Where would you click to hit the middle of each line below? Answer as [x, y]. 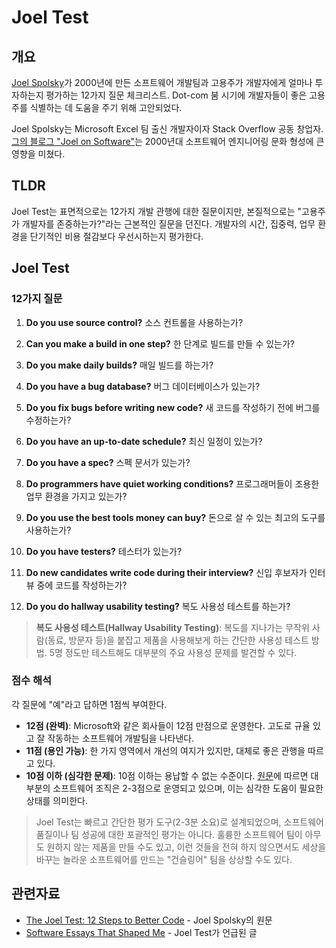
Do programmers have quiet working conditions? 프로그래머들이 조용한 [172, 483]
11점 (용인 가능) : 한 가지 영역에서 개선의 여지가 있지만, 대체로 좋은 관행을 [165, 750]
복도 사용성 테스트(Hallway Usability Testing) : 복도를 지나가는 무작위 [172, 627]
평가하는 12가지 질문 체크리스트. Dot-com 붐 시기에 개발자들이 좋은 [176, 95]
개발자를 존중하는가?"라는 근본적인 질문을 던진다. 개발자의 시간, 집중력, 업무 [168, 223]
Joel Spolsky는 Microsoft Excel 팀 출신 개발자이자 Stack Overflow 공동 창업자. [167, 129]
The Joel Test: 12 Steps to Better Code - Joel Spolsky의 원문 [149, 920]
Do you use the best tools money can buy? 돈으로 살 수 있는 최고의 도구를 [175, 517]
